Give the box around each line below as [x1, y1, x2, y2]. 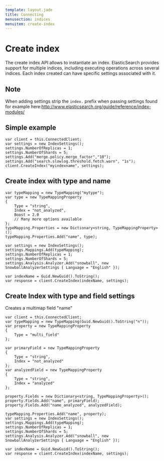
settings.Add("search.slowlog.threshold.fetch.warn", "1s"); [5, 159, 136, 164]
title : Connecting [5, 12, 44, 17]
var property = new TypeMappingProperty [5, 324, 91, 329]
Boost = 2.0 [14, 212, 39, 217]
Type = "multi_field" [14, 332, 59, 337]
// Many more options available [14, 217, 82, 222]
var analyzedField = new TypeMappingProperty [5, 367, 102, 373]
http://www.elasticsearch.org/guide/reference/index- [41, 104, 151, 110]
